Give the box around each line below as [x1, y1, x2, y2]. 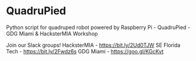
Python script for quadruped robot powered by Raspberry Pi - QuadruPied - [6, 24, 191, 31]
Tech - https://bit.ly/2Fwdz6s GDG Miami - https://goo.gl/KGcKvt [6, 47, 164, 54]
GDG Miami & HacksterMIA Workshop [6, 30, 99, 37]
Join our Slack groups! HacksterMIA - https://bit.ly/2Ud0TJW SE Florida [6, 41, 181, 49]
